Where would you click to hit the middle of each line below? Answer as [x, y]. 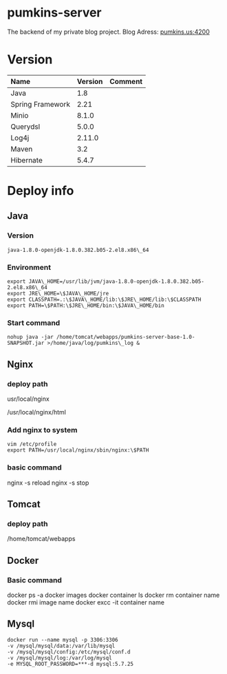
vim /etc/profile [32, 444]
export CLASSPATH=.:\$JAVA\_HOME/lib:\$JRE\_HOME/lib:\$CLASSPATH [104, 300]
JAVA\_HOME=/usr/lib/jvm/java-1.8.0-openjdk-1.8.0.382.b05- [117, 282]
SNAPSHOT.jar [26, 343]
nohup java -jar [30, 337]
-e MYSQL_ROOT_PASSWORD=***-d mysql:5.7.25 [71, 664]
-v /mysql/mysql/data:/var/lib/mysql [61, 646]
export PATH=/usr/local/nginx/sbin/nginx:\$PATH [78, 450]
